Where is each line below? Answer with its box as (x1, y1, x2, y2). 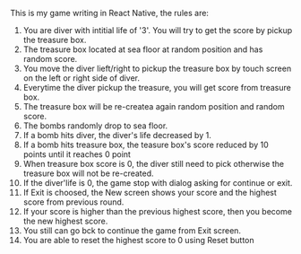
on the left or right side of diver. (22, 73, 141, 83)
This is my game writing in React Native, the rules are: (10, 8, 210, 18)
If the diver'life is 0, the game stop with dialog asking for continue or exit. (22, 178, 293, 188)
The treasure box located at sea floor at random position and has (22, 44, 263, 55)
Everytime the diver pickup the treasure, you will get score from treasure (22, 83, 292, 92)
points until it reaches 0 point (22, 149, 131, 160)
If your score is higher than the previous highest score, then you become (22, 206, 292, 216)
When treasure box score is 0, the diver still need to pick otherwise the (22, 159, 285, 169)
